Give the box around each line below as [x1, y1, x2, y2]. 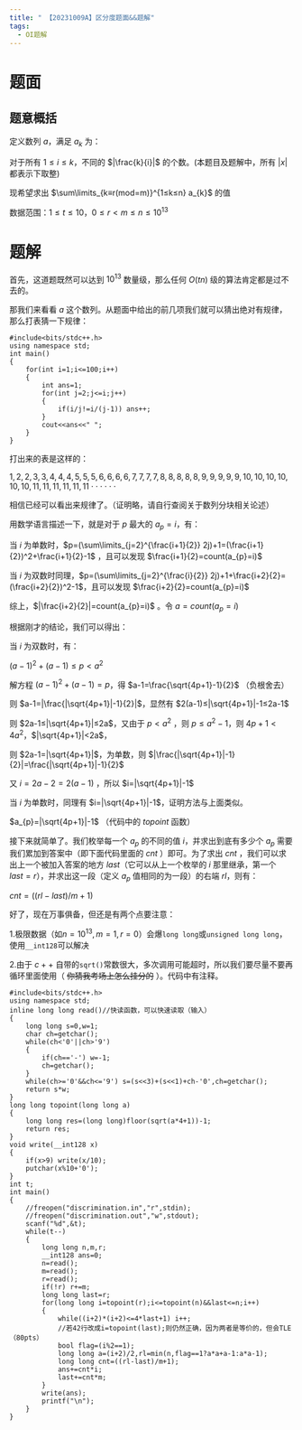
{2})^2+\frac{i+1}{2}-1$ [9, 551, 96, 562]
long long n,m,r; [41, 1243, 106, 1252]
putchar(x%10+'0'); [25, 1164, 99, 1173]
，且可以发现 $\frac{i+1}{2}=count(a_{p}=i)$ [97, 551, 263, 562]
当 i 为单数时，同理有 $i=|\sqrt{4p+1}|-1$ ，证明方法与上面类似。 [9, 797, 248, 808]
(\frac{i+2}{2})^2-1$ [9, 582, 84, 593]
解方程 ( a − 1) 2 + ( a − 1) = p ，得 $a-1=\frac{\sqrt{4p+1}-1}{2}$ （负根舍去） [9, 678, 289, 690]
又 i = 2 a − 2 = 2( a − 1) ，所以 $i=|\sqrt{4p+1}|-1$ [9, 778, 195, 789]
